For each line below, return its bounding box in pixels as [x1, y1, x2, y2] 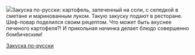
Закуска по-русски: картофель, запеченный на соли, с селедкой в [12, 6, 179, 13]
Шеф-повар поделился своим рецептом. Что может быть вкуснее [6, 19, 172, 25]
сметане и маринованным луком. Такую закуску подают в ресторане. [6, 13, 183, 19]
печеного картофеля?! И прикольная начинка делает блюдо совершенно [6, 25, 189, 31]
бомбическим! [6, 31, 43, 38]
